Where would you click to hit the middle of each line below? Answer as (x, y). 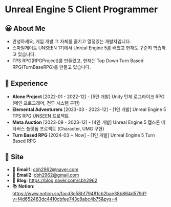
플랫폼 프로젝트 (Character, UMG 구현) (65, 128)
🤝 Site (14, 157)
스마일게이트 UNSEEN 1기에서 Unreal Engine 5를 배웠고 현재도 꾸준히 (82, 48)
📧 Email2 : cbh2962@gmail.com (46, 175)
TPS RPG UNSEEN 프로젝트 (40, 116)
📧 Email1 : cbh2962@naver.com (45, 169)
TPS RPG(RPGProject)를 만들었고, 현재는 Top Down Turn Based (78, 61)
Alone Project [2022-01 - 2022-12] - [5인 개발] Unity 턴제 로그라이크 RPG (88, 97)
